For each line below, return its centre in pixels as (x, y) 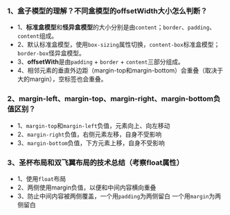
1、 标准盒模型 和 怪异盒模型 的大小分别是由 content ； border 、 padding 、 (116, 27)
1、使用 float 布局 (42, 178)
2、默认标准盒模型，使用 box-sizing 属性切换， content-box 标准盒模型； (118, 45)
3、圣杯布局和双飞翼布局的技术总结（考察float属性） (96, 162)
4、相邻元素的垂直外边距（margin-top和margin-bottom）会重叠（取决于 (120, 71)
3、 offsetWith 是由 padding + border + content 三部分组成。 (101, 62)
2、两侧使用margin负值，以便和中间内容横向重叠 (87, 187)
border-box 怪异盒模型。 (51, 53)
